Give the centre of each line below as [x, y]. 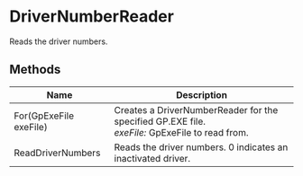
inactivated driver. [152, 158]
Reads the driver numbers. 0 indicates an [201, 147]
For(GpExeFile [44, 116]
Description [202, 94]
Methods [35, 70]
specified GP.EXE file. [160, 121]
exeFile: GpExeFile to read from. [181, 132]
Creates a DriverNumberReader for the [196, 110]
